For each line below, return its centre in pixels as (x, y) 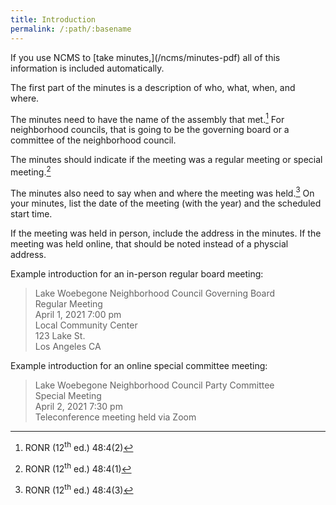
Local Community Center (86, 325)
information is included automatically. (87, 68)
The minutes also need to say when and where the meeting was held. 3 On (162, 192)
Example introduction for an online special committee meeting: (139, 366)
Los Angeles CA (68, 347)
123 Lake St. (60, 336)
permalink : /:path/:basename (71, 29)
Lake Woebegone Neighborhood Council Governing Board (155, 293)
